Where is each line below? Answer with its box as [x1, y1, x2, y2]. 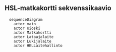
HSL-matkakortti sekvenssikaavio [4, 4, 112, 12]
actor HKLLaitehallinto [13, 43, 63, 48]
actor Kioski [13, 26, 41, 31]
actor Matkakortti [13, 30, 52, 35]
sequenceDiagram [9, 17, 43, 22]
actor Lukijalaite [13, 39, 52, 44]
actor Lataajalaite [13, 34, 54, 39]
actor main [13, 21, 36, 26]
